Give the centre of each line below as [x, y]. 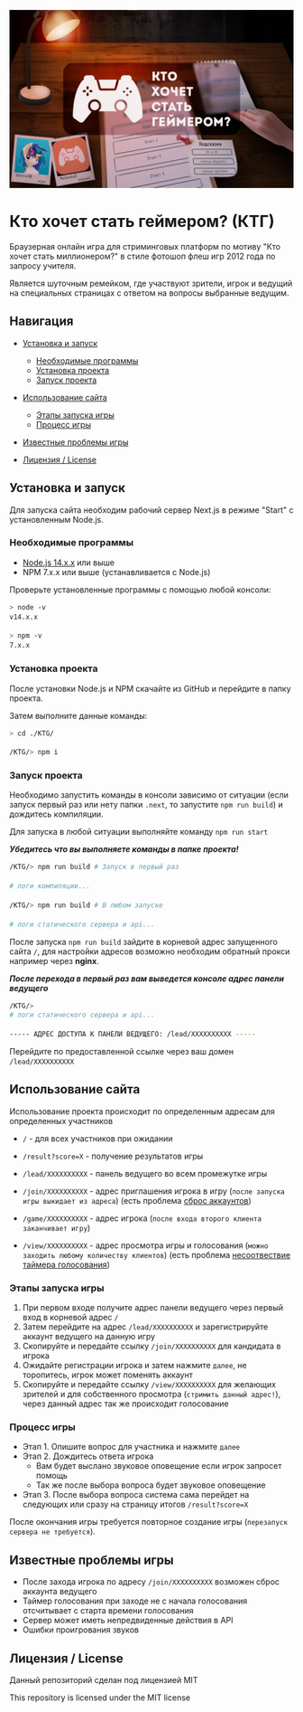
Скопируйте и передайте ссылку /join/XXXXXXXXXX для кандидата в [151, 1346]
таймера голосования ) [66, 1264]
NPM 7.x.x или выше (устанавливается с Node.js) [116, 572]
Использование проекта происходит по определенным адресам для [142, 1111]
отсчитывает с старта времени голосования [108, 1611]
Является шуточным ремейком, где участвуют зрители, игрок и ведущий [151, 283]
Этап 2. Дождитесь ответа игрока [88, 1456]
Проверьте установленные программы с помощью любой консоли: [140, 590]
